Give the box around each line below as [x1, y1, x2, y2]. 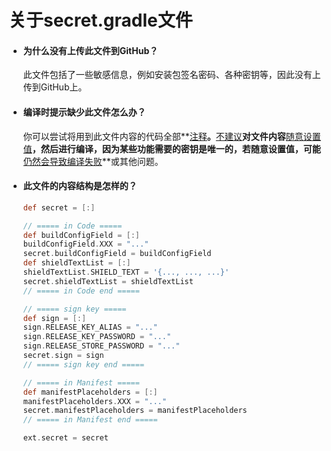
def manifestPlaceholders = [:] [22, 387, 158, 397]
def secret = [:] [22, 202, 96, 213]
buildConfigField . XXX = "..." [22, 239, 150, 250]
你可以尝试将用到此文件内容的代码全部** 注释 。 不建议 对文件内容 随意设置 [22, 130, 321, 142]
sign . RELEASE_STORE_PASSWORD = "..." [22, 341, 181, 351]
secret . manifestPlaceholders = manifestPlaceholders [22, 406, 248, 416]
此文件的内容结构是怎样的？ [22, 180, 138, 192]
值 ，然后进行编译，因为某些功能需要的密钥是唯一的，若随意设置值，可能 [22, 142, 321, 155]
